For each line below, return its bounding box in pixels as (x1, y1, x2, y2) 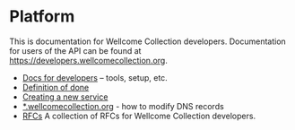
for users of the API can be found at (9, 45, 142, 56)
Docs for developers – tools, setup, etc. (22, 72, 168, 82)
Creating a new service (22, 91, 108, 102)
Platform (9, 6, 75, 27)
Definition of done (22, 82, 90, 92)
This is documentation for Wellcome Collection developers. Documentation (9, 36, 287, 47)
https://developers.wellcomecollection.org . (9, 55, 168, 65)
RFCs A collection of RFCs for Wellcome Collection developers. (22, 110, 256, 121)
